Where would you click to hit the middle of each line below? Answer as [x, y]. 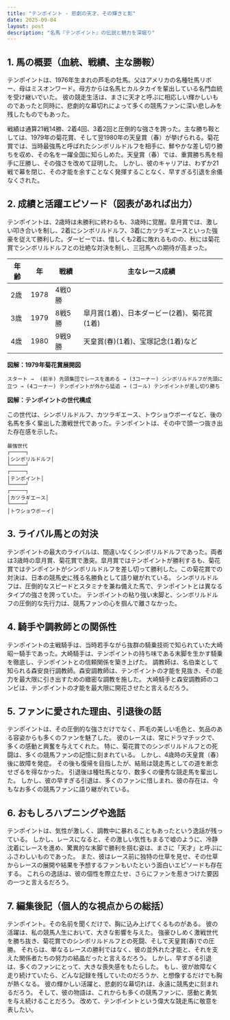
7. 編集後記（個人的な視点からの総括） [88, 906]
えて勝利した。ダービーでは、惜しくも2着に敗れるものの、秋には [116, 239]
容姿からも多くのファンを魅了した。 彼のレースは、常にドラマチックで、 [115, 738]
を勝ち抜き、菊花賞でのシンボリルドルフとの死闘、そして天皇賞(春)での [108, 940]
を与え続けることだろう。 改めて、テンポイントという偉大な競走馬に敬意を [112, 1001]
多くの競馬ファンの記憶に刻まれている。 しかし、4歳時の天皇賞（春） [124, 755]
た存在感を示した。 [34, 431]
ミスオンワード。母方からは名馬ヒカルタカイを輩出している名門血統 [127, 89]
